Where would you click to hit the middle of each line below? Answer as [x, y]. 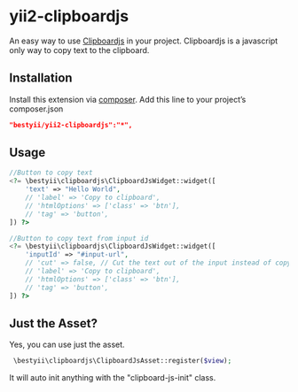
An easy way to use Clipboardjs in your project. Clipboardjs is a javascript [144, 41]
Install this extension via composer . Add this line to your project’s [128, 99]
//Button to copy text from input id [79, 238]
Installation [41, 78]
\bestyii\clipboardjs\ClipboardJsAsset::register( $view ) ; [122, 361]
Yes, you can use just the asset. [67, 345]
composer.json [36, 109]
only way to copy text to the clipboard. [79, 50]
